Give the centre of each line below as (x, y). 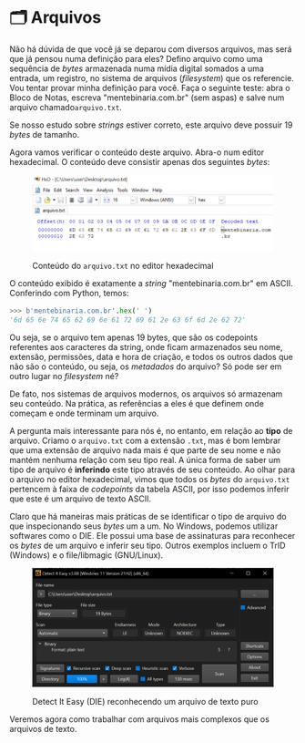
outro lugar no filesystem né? (64, 377)
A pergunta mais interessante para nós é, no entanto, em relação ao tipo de (151, 431)
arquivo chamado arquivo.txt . (66, 107)
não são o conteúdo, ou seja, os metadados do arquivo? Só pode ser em (146, 366)
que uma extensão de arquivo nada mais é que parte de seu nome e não (145, 450)
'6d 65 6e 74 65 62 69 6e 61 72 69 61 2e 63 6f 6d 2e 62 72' (128, 320)
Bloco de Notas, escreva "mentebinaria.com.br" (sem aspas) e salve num (147, 98)
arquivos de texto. (43, 728)
